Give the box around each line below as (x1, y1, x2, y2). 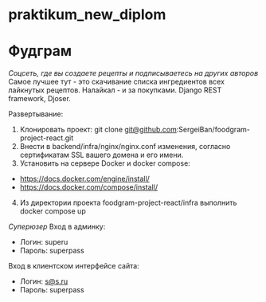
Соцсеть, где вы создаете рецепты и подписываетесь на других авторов (8, 69, 259, 78)
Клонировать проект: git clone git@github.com (19, 125, 177, 135)
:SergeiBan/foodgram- (176, 125, 251, 135)
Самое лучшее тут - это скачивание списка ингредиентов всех (8, 77, 225, 87)
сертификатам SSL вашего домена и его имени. (19, 150, 184, 160)
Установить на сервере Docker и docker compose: (19, 159, 191, 168)
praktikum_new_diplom (8, 6, 166, 24)
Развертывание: (8, 109, 64, 119)
